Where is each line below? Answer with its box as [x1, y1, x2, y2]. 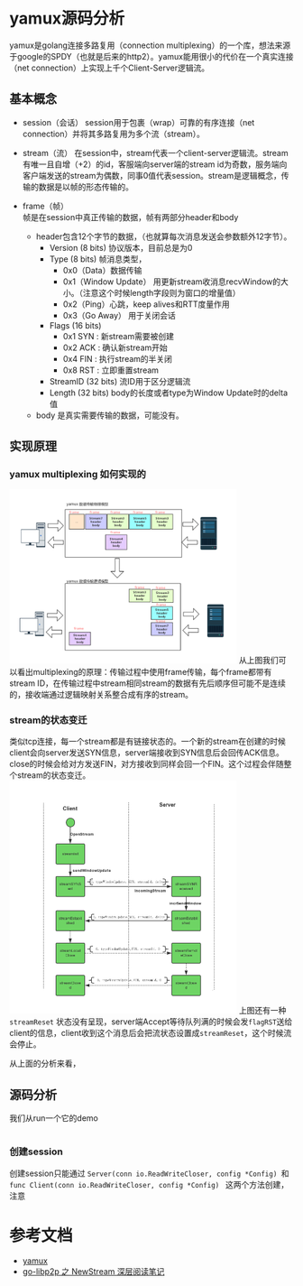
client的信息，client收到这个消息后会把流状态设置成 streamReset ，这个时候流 [9, 1028, 292, 1039]
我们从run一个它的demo [9, 1113, 99, 1124]
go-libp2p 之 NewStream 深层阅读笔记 [22, 1266, 165, 1277]
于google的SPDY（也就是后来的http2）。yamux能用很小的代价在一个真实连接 [9, 51, 294, 61]
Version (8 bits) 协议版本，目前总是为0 [49, 242, 193, 253]
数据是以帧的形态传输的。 [38, 181, 133, 192]
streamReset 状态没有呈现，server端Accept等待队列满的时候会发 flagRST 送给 [9, 1016, 293, 1027]
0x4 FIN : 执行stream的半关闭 [62, 353, 173, 364]
